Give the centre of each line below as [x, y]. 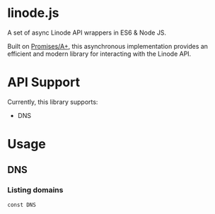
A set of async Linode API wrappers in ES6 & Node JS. [87, 32]
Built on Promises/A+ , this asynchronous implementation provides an [108, 46]
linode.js [33, 13]
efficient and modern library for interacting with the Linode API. [99, 54]
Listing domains [35, 190]
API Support [43, 82]
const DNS [22, 205]
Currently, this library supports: [53, 102]
